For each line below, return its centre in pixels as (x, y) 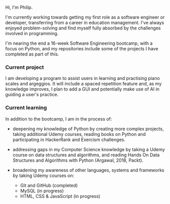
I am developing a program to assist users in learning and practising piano (82, 78)
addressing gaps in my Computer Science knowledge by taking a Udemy (89, 149)
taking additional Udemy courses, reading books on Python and (79, 134)
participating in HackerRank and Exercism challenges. (69, 139)
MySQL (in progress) (42, 191)
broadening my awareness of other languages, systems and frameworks (89, 170)
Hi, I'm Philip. (19, 7)
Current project (25, 67)
